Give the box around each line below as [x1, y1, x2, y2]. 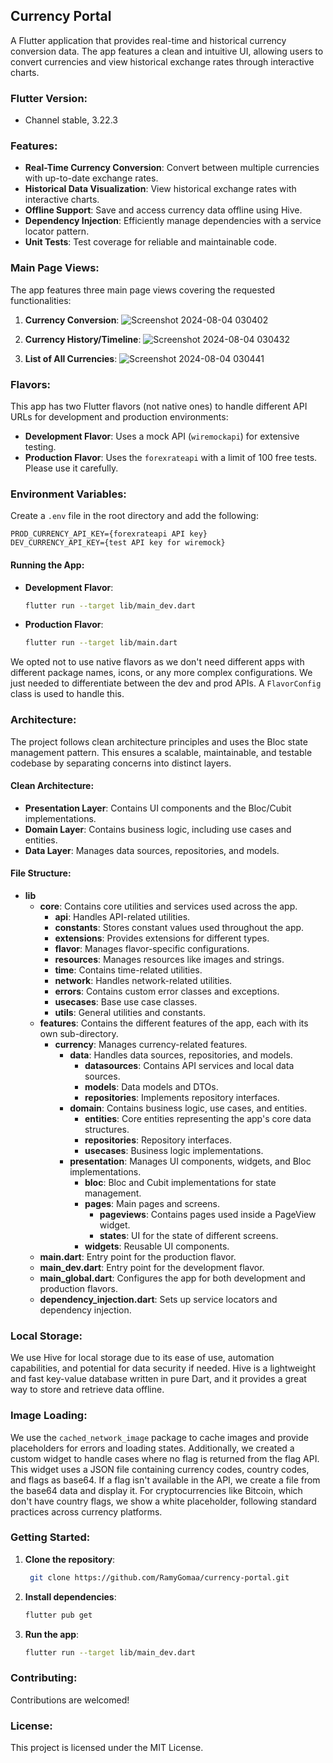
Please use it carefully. [24, 462, 119, 474]
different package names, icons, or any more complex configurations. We [10, 667, 313, 679]
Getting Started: [10, 1530, 91, 1544]
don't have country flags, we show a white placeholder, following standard [10, 1495, 317, 1507]
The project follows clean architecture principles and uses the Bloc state [10, 735, 308, 748]
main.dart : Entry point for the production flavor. [39, 1250, 237, 1263]
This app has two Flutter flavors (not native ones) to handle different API [10, 400, 308, 412]
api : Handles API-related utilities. [54, 910, 191, 923]
